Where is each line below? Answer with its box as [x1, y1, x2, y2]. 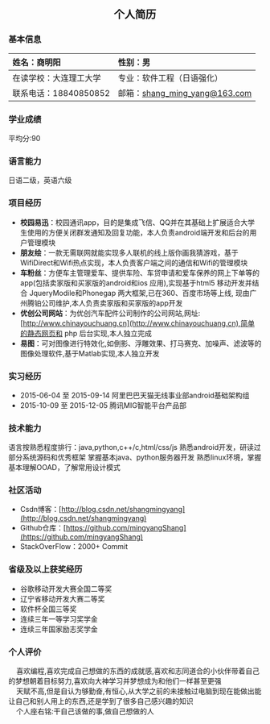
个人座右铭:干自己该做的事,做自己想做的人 [15, 706, 154, 716]
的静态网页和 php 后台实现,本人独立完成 [19, 328, 153, 338]
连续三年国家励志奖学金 [19, 624, 98, 634]
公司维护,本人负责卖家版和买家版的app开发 [41, 298, 183, 308]
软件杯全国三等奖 [19, 604, 77, 614]
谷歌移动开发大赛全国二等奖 [19, 584, 112, 593]
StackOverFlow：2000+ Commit [19, 542, 129, 551]
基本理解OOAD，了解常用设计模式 [8, 463, 121, 472]
